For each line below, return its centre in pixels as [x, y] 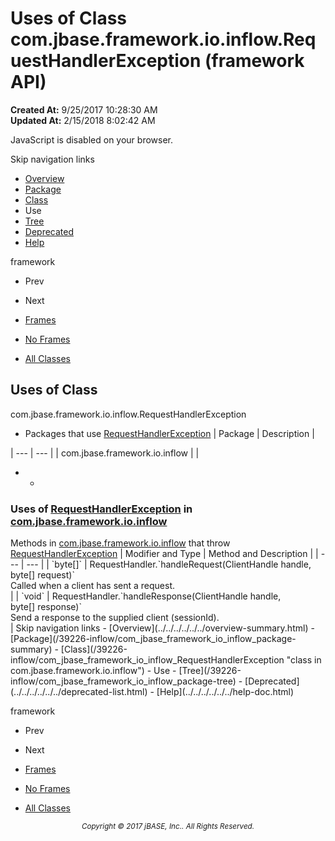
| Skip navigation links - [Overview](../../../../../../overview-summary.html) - [162, 628]
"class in [304, 660]
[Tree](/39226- [210, 671]
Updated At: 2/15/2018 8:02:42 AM [83, 120]
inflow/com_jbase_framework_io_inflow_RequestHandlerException [147, 660]
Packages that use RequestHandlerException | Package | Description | [169, 433]
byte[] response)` [46, 607]
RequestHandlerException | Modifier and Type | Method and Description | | [164, 554]
